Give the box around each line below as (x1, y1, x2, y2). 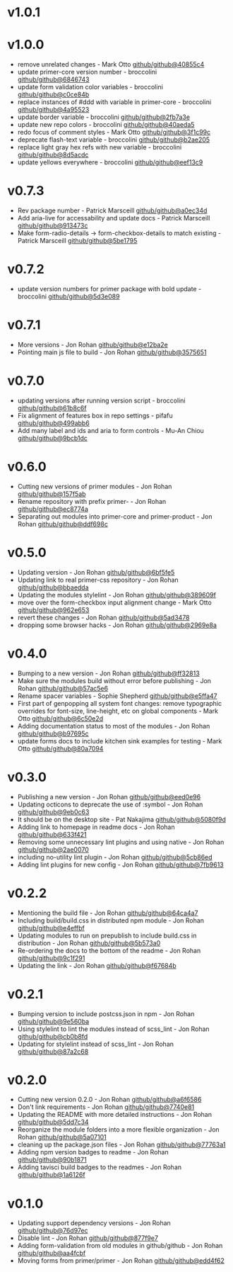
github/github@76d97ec (17, 1227, 88, 1235)
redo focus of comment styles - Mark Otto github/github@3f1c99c (17, 128, 210, 137)
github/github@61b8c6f (17, 403, 87, 412)
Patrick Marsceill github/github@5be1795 (17, 237, 138, 245)
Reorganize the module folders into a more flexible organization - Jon (17, 1125, 220, 1134)
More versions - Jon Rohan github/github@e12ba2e (17, 340, 168, 349)
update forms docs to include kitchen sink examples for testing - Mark (17, 736, 222, 745)
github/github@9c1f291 (17, 954, 85, 962)
